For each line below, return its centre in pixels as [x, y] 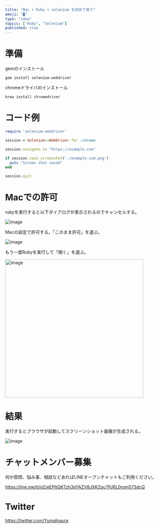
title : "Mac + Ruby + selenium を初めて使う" [50, 10]
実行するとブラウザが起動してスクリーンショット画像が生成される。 [74, 431]
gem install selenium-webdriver [38, 78]
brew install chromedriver [33, 97]
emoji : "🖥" [16, 14]
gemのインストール [25, 69]
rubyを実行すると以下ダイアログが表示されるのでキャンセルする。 [72, 212]
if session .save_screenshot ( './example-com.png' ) [57, 158]
